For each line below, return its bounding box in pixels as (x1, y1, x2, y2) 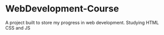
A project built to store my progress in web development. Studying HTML (5, 19, 159, 25)
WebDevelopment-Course (5, 3, 119, 14)
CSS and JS (5, 24, 31, 30)
